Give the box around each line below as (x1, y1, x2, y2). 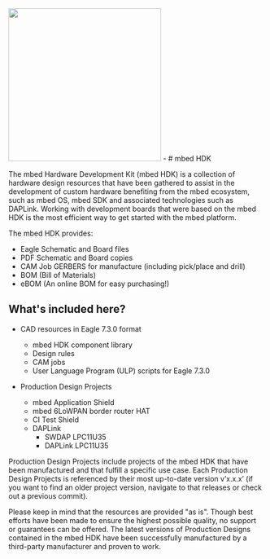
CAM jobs (32, 357, 66, 367)
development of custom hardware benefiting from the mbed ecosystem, (8, 187, 250, 196)
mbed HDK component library (32, 340, 133, 350)
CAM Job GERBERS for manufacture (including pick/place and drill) (20, 262, 246, 271)
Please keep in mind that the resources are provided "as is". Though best (8, 507, 254, 517)
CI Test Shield (32, 415, 80, 425)
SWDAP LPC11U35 (44, 432, 107, 442)
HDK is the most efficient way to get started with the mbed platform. (8, 213, 237, 222)
